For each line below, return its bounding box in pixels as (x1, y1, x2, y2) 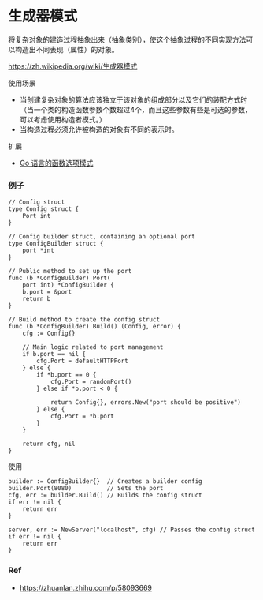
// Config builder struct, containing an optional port (8, 233, 195, 241)
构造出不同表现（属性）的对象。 (14, 44, 119, 54)
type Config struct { (8, 205, 80, 213)
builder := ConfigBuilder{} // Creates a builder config (8, 478, 202, 486)
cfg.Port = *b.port (50, 412, 114, 421)
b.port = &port (22, 288, 72, 296)
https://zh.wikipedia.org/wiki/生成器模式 (8, 61, 138, 71)
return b (22, 295, 51, 303)
